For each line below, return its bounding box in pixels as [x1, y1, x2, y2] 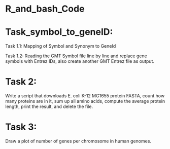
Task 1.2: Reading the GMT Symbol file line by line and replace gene [5, 53, 147, 59]
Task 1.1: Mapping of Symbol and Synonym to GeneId [5, 43, 116, 49]
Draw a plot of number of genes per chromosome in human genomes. [5, 138, 151, 144]
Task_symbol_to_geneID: [5, 26, 113, 38]
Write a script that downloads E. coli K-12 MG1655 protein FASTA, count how [5, 93, 165, 99]
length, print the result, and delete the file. [5, 103, 93, 109]
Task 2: [5, 76, 37, 88]
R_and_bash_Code [5, 3, 85, 15]
